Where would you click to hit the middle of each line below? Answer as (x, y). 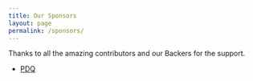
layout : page (30, 23)
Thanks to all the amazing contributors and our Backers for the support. (127, 54)
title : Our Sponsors (43, 16)
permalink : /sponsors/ (46, 30)
